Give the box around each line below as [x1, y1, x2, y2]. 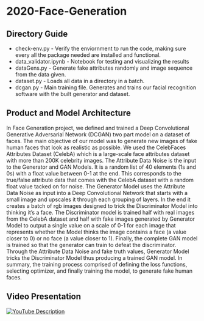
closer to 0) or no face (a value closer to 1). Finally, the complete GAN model [6, 234, 198, 242]
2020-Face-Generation [6, 4, 127, 18]
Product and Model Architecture [6, 108, 131, 119]
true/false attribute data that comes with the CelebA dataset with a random [6, 176, 194, 183]
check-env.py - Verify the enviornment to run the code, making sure [15, 45, 186, 52]
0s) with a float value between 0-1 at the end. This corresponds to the [6, 169, 181, 177]
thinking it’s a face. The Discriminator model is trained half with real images [6, 208, 195, 216]
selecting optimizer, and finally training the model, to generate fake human [6, 267, 193, 275]
